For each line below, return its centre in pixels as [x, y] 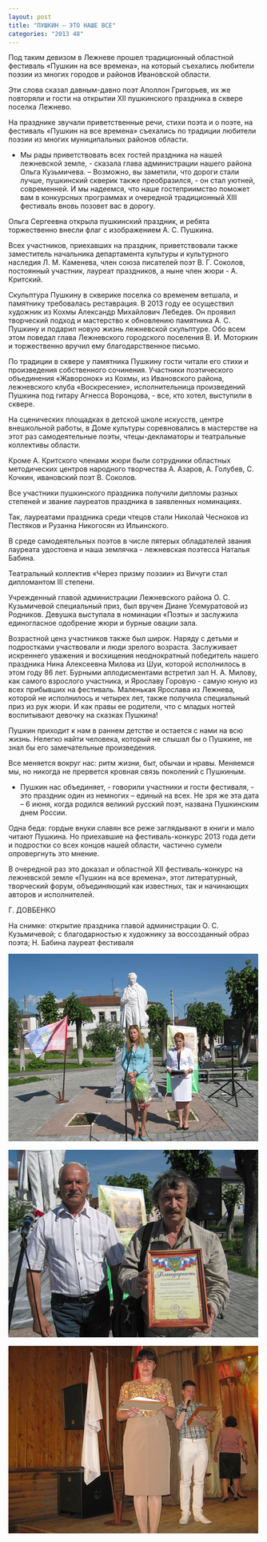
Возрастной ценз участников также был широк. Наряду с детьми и [123, 639]
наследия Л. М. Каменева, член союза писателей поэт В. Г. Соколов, [127, 262]
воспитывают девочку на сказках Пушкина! [83, 715]
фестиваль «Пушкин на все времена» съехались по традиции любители [132, 131]
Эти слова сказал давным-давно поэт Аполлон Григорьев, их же [120, 90]
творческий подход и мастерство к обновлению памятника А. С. [120, 321]
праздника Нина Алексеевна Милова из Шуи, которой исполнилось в [127, 664]
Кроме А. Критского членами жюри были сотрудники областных [120, 461]
